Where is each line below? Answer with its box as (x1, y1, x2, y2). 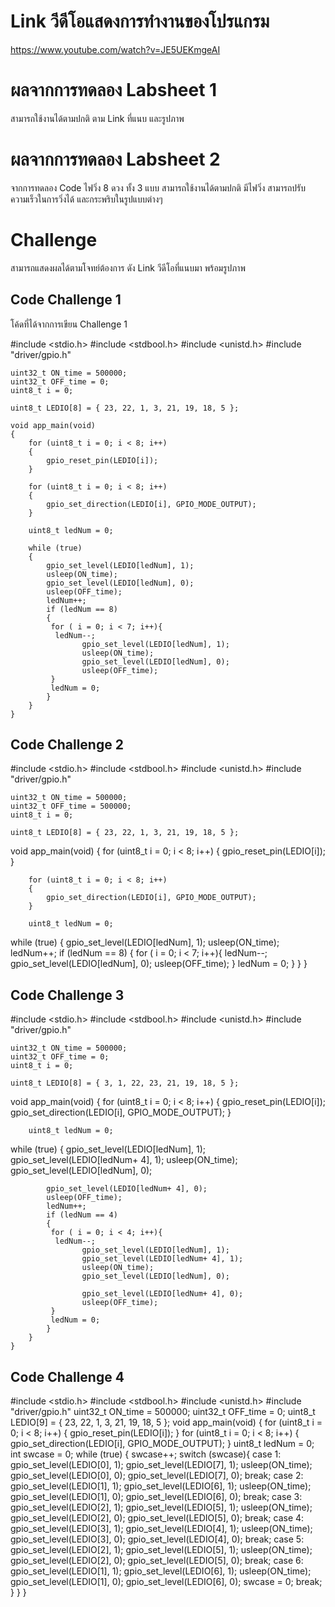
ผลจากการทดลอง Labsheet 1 (10, 79, 218, 102)
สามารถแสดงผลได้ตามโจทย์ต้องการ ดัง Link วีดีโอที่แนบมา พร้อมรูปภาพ (10, 261, 246, 274)
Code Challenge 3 (10, 986, 125, 1004)
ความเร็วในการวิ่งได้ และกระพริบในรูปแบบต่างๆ (10, 193, 163, 205)
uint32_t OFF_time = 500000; (10, 801, 132, 812)
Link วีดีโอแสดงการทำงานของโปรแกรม (10, 10, 270, 33)
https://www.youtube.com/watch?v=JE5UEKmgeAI (10, 43, 221, 55)
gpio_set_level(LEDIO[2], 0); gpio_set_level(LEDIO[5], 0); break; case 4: (10, 1512, 305, 1524)
